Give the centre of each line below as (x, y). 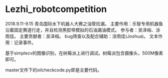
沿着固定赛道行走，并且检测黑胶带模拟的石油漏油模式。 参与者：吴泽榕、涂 (83, 30)
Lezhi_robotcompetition (56, 9)
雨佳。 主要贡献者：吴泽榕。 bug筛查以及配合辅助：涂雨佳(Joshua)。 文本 (82, 36)
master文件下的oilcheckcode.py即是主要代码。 (53, 70)
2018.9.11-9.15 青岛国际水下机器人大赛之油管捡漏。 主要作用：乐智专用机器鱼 (84, 23)
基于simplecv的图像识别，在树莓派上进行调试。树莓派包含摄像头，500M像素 (84, 53)
